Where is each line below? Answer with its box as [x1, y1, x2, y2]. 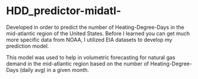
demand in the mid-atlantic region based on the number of [6, 60, 149, 67]
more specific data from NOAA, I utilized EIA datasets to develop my [6, 36, 173, 43]
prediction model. [6, 42, 49, 50]
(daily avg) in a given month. [20, 66, 90, 73]
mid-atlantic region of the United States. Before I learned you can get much [6, 29, 190, 37]
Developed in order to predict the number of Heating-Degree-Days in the [6, 24, 185, 31]
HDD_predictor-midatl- [6, 4, 122, 18]
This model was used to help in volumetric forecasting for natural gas [6, 54, 176, 61]
